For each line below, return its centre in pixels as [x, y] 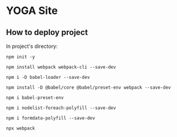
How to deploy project [47, 32]
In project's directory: [32, 46]
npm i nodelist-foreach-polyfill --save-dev [61, 108]
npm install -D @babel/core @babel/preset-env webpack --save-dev [88, 87]
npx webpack [20, 128]
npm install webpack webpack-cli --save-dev [61, 67]
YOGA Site [32, 11]
